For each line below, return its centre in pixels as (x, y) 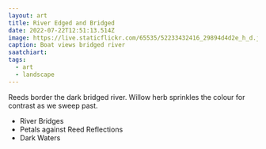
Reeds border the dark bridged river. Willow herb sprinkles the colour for (127, 97)
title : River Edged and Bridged (61, 23)
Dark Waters (40, 138)
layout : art (28, 15)
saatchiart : (28, 52)
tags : (17, 60)
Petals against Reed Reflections (71, 129)
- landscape (35, 74)
